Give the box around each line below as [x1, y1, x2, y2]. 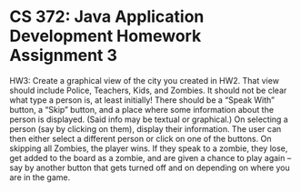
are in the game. [9, 171, 71, 183]
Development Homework [9, 25, 202, 46]
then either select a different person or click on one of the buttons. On [9, 133, 272, 144]
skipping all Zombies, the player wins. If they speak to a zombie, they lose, [9, 143, 288, 154]
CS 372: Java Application [9, 6, 205, 27]
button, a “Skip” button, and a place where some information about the [9, 104, 275, 115]
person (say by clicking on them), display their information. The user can [9, 123, 282, 134]
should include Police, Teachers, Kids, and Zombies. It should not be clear [9, 85, 287, 96]
